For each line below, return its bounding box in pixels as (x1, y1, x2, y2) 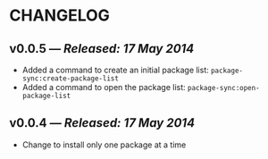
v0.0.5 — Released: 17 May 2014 (9, 41, 195, 56)
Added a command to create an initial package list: (21, 64, 210, 75)
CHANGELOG (9, 5, 110, 26)
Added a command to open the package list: (21, 82, 186, 92)
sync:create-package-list (21, 74, 119, 83)
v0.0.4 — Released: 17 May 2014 (9, 115, 195, 130)
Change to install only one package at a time (21, 139, 187, 150)
